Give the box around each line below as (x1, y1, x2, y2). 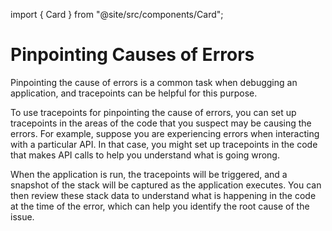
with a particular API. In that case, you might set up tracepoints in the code (10, 138, 318, 150)
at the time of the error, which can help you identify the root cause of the (10, 200, 310, 212)
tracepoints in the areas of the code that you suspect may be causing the (10, 117, 312, 129)
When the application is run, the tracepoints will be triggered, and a (10, 168, 288, 180)
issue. (10, 210, 35, 223)
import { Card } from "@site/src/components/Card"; (10, 9, 224, 20)
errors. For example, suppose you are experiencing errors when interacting (10, 127, 320, 139)
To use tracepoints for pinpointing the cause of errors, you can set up (10, 106, 297, 118)
